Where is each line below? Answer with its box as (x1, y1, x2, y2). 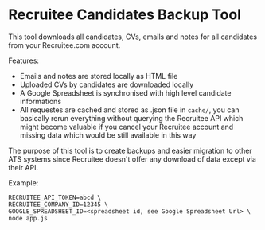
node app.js (8, 214, 48, 222)
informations (19, 96, 62, 106)
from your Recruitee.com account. (8, 40, 121, 49)
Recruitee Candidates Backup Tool (8, 6, 241, 24)
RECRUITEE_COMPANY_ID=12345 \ (8, 201, 109, 209)
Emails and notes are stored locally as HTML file (19, 71, 178, 80)
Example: (8, 177, 39, 188)
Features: (8, 56, 40, 65)
